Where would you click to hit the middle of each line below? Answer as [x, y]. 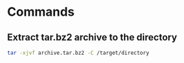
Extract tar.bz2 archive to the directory [92, 37]
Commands [41, 12]
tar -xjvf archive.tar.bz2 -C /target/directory [78, 53]
